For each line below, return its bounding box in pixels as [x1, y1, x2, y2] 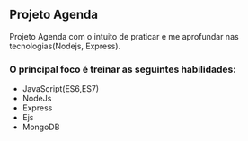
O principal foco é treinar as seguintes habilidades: [9, 63, 236, 75]
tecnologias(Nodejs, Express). [9, 40, 121, 51]
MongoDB [22, 121, 60, 133]
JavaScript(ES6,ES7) [22, 84, 100, 94]
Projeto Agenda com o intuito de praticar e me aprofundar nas [9, 31, 240, 41]
